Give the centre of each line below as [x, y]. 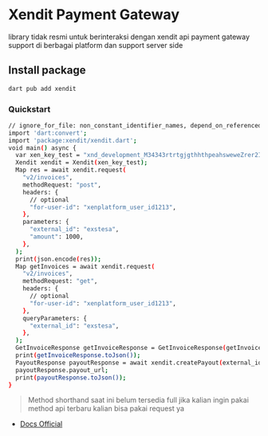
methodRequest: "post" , [62, 185]
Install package [47, 71]
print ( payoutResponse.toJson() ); [71, 377]
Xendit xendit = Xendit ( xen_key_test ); [82, 163]
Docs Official [41, 424]
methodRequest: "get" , [60, 281]
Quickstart [30, 109]
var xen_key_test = [48, 155]
